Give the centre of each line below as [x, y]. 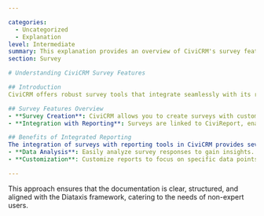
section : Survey [35, 59]
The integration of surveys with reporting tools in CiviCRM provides [126, 145]
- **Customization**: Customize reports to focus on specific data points [133, 159]
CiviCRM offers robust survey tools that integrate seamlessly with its [130, 94]
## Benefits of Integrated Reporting [70, 137]
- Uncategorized [42, 29]
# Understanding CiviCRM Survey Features [77, 73]
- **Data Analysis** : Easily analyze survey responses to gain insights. [132, 152]
